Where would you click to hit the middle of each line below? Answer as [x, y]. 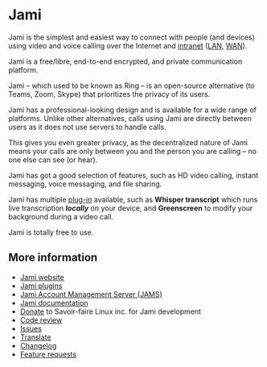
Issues [31, 328]
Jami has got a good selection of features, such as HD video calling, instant [133, 175]
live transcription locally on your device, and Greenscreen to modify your [131, 208]
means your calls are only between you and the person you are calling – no [133, 151]
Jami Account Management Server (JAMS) [91, 294]
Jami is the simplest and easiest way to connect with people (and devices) [132, 37]
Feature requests [48, 354]
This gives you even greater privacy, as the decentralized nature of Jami [128, 142]
